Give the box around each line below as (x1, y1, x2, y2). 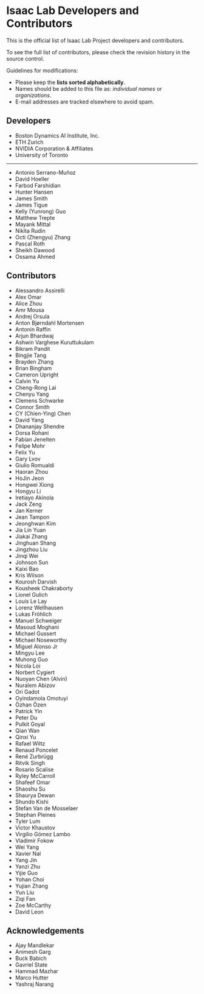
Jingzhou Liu (15, 546, 48, 553)
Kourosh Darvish (15, 578, 57, 585)
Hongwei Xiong (15, 481, 54, 488)
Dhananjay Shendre (15, 423, 65, 430)
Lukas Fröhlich (15, 610, 52, 618)
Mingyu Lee (15, 649, 46, 657)
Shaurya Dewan (15, 791, 55, 798)
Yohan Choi (15, 875, 44, 883)
